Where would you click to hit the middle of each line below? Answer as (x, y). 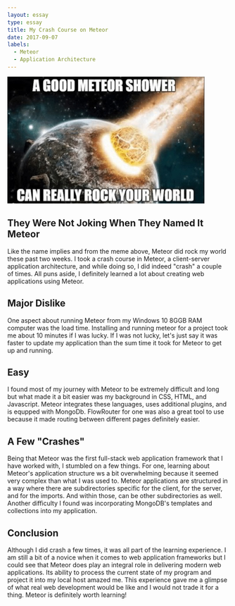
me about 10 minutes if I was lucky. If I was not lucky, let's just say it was (113, 335)
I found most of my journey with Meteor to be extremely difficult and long (113, 389)
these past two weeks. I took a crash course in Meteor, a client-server (108, 259)
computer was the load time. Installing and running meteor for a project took (118, 328)
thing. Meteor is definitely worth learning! (67, 595)
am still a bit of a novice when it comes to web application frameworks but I (117, 557)
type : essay (25, 22)
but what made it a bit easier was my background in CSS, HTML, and (107, 397)
